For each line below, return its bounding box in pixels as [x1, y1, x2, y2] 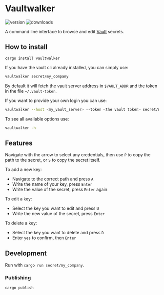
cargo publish [5, 285, 34, 291]
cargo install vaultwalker [5, 56, 60, 61]
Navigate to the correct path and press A [12, 176, 94, 182]
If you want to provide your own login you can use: [5, 98, 107, 103]
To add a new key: [5, 167, 42, 172]
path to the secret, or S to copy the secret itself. [5, 157, 101, 163]
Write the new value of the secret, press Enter [12, 211, 105, 217]
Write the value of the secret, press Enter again [12, 187, 107, 193]
